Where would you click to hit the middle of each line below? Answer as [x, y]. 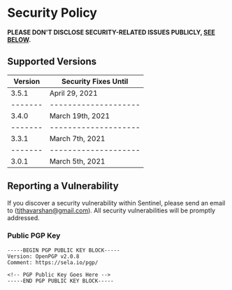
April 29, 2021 [73, 93]
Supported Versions [52, 62]
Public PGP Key [34, 235]
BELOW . [19, 39]
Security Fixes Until [95, 81]
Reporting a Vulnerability [63, 186]
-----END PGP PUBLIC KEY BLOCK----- [60, 281]
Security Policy [52, 13]
